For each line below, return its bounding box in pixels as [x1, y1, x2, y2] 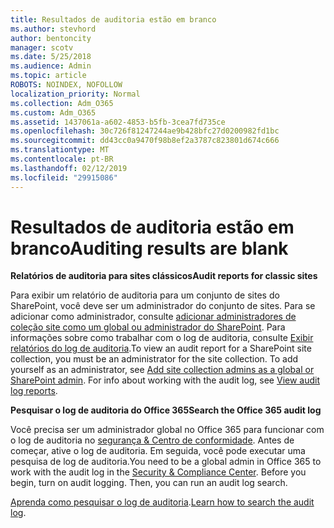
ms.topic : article [10, 71, 87, 81]
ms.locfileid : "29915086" [10, 172, 118, 183]
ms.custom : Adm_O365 [10, 107, 97, 118]
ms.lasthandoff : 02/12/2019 [10, 163, 128, 173]
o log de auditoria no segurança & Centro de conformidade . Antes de [10, 434, 295, 446]
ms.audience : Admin [10, 61, 92, 71]
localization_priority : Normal [10, 89, 141, 99]
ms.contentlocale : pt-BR [10, 154, 114, 164]
